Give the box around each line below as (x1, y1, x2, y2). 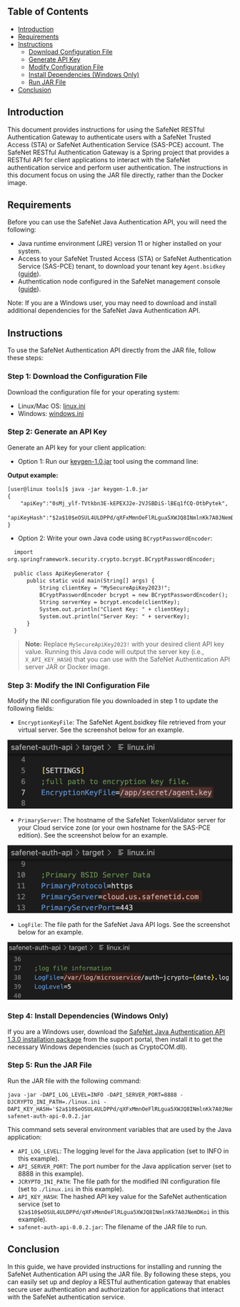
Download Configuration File (28, 47, 113, 56)
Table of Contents (7, 6, 89, 18)
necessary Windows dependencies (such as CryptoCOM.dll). (7, 1043, 188, 1051)
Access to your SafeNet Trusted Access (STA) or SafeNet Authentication (17, 254, 232, 263)
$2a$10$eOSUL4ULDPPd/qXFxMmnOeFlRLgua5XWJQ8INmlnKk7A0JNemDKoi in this (17, 1207, 230, 1216)
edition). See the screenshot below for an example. (17, 830, 169, 839)
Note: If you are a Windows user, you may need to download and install (7, 299, 217, 307)
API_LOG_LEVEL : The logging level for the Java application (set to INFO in (17, 1146, 229, 1155)
